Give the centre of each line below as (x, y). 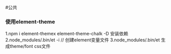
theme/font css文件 (30, 46)
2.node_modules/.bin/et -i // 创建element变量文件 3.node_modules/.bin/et (83, 40)
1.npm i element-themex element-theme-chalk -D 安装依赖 (67, 34)
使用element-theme (30, 22)
